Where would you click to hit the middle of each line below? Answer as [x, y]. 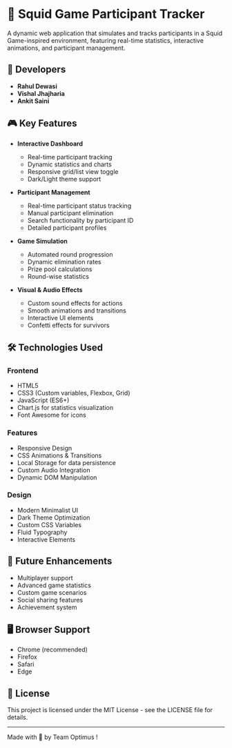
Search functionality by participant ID [80, 220]
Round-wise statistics [58, 276]
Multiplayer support [45, 578]
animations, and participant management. [66, 48]
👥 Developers [37, 69]
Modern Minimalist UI [47, 510]
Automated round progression [70, 254]
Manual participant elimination [70, 213]
